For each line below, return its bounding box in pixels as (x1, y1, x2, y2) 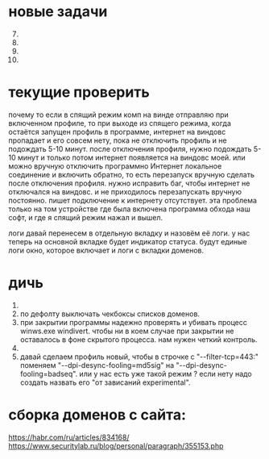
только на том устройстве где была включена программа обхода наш (8, 204, 251, 214)
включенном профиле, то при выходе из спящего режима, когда (8, 118, 232, 127)
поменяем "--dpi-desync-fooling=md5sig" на (19, 360, 175, 369)
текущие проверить (8, 83, 151, 102)
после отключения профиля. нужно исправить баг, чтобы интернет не (8, 178, 250, 188)
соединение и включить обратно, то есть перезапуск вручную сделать (8, 169, 255, 179)
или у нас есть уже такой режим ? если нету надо (79, 369, 252, 378)
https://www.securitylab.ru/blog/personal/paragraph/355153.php (8, 440, 224, 450)
